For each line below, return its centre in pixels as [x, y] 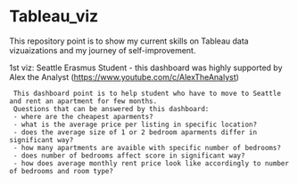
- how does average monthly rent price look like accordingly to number [151, 163]
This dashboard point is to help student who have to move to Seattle [147, 93]
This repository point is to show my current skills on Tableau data [129, 41]
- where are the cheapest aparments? [83, 116]
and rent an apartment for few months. [83, 101]
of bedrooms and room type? [62, 171]
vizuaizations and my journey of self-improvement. [103, 50]
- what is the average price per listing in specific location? [135, 124]
